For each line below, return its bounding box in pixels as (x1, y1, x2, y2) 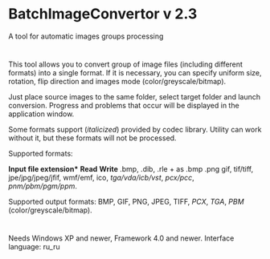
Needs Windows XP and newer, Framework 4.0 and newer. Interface (8, 233, 235, 243)
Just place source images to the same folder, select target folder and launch (8, 92, 261, 102)
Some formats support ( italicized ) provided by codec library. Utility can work (8, 125, 262, 135)
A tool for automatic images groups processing (8, 31, 164, 41)
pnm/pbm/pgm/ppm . (8, 181, 78, 191)
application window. (8, 109, 75, 119)
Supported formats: (8, 149, 74, 159)
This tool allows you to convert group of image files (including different (8, 59, 243, 69)
